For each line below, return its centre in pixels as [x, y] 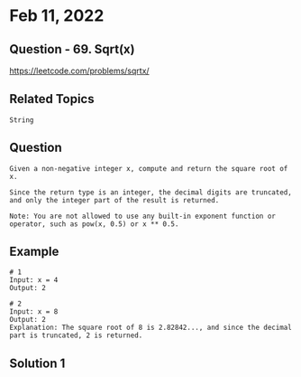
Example [34, 252]
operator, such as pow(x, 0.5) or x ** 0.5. [94, 224]
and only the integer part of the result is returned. [114, 200]
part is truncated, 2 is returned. [76, 335]
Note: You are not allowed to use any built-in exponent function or [143, 216]
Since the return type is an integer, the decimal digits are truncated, [151, 192]
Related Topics [52, 99]
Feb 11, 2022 [57, 16]
